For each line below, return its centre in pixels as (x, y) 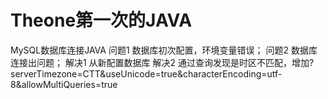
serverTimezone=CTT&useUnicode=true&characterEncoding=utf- (146, 73)
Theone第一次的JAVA (101, 20)
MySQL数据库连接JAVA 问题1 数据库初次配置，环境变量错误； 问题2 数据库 (164, 50)
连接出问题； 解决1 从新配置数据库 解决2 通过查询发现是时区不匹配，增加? (162, 62)
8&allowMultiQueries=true (64, 84)
